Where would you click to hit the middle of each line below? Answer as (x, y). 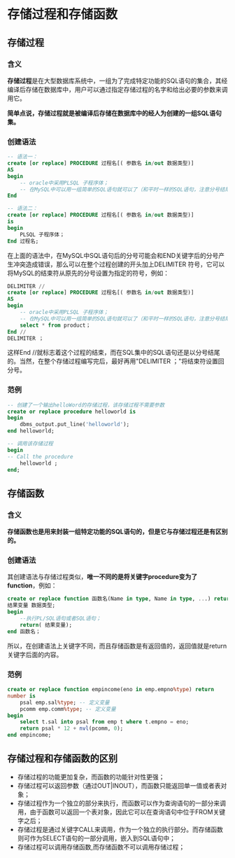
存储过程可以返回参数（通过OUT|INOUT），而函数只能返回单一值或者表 (119, 785)
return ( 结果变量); (46, 625)
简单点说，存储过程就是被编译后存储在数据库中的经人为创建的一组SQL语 (111, 113)
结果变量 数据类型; (31, 606)
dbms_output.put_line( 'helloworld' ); (75, 425)
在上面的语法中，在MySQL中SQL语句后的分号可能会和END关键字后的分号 (113, 255)
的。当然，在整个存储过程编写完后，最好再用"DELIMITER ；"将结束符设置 (113, 361)
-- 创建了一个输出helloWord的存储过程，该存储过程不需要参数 (86, 405)
